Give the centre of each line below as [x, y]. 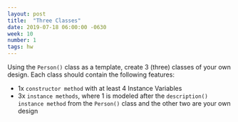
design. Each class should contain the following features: [91, 74]
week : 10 [20, 34]
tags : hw [20, 47]
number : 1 [22, 40]
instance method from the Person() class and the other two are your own [124, 103]
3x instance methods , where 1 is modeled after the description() [113, 96]
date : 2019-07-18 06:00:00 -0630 [57, 27]
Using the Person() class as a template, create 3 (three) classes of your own [119, 67]
